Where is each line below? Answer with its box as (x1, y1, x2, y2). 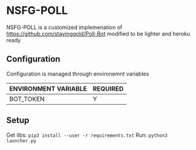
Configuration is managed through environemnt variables (6, 70, 149, 77)
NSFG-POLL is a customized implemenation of (6, 24, 123, 31)
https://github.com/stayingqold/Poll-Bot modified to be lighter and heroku (6, 30, 191, 37)
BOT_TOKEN (9, 94, 45, 103)
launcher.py (6, 137, 36, 144)
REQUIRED (93, 84, 124, 93)
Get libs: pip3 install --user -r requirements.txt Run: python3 (6, 131, 168, 139)
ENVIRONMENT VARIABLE (9, 84, 87, 93)
